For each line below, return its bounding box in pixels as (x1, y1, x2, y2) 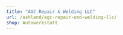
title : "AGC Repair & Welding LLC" (6, 8, 96, 15)
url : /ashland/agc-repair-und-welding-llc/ (6, 14, 118, 20)
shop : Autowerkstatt (6, 20, 58, 26)
